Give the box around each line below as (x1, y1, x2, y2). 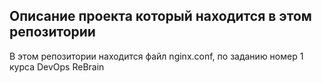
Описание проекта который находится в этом (9, 8, 312, 25)
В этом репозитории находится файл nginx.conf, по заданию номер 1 (9, 50, 304, 62)
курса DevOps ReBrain (9, 60, 105, 73)
